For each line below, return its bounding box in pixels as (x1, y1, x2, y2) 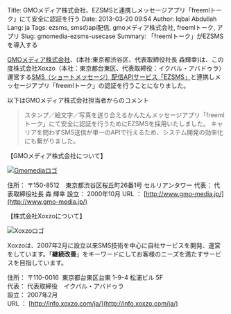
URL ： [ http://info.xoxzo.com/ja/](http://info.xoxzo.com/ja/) (7, 299, 178, 307)
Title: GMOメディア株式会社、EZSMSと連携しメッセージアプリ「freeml (7, 6, 210, 14)
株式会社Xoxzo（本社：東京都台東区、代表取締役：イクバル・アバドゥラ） (12, 64, 225, 72)
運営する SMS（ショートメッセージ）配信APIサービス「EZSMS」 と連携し (7, 73, 215, 81)
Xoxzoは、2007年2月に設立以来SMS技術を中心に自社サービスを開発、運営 (7, 241, 221, 250)
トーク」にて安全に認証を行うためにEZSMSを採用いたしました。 (24, 120, 209, 128)
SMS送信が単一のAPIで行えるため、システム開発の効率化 (60, 128, 223, 137)
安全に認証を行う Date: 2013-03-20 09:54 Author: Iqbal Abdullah (31, 15, 217, 23)
